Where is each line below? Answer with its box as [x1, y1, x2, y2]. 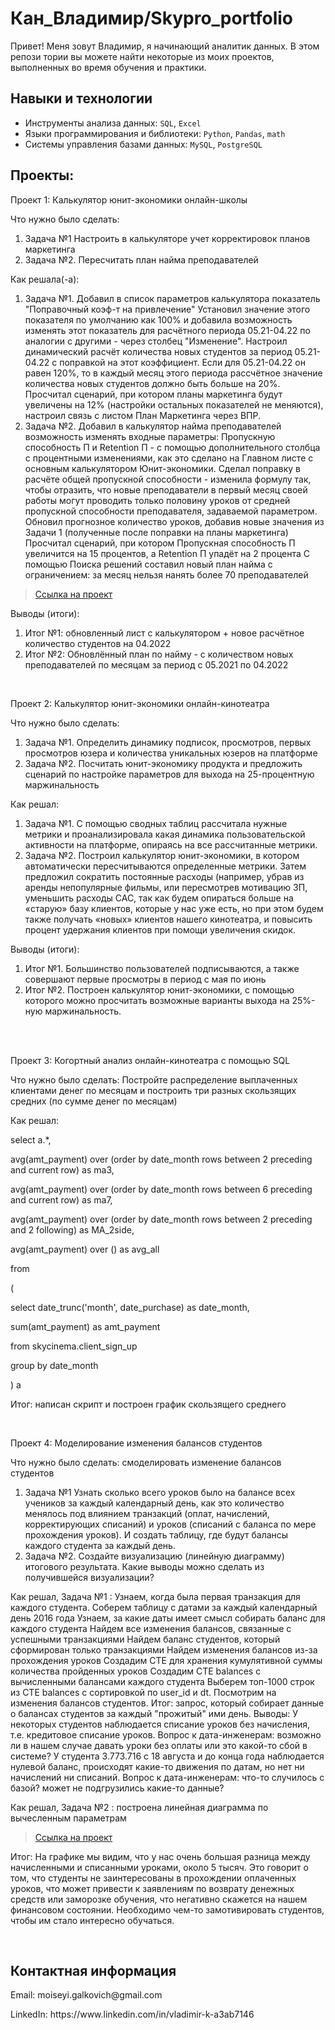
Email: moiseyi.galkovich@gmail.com [10, 1989, 163, 2001]
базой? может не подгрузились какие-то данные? [10, 1782, 225, 1794]
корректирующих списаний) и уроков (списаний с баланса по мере [24, 1518, 317, 1530]
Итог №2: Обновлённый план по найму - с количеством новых [24, 648, 294, 660]
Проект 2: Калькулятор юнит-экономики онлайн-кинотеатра [10, 697, 270, 709]
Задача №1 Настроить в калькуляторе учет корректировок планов [24, 232, 311, 244]
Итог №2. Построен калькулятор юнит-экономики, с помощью [24, 983, 295, 996]
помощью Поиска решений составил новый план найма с [24, 558, 273, 570]
